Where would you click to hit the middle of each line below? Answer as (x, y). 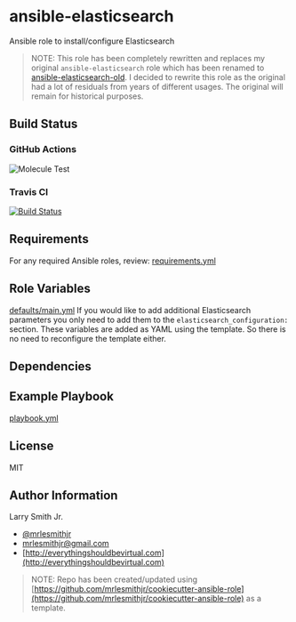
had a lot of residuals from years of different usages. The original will (157, 86)
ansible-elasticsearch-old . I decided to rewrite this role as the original (158, 77)
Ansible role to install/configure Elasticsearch (92, 41)
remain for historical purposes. (87, 96)
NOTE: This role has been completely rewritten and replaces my (148, 58)
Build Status (44, 124)
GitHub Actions (43, 149)
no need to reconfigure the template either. (88, 338)
